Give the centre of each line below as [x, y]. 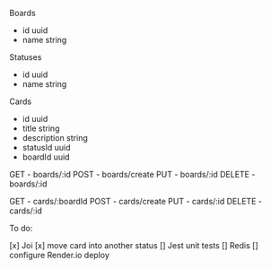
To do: [21, 228]
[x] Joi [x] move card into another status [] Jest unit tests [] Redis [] [134, 245]
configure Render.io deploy [60, 255]
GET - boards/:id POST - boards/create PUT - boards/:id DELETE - [132, 174]
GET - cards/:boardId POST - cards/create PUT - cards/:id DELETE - [136, 201]
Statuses [26, 57]
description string [55, 138]
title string [41, 128]
